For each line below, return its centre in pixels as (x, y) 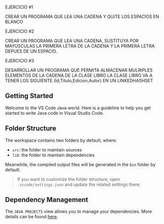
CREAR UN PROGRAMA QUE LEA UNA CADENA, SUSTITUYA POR (72, 41)
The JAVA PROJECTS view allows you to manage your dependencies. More (79, 212)
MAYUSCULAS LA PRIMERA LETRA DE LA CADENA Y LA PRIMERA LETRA (80, 46)
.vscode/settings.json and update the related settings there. (79, 184)
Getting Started (29, 96)
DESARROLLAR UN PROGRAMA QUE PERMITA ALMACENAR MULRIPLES (79, 70)
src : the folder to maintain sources (47, 149)
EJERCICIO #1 (19, 7)
